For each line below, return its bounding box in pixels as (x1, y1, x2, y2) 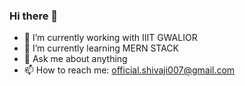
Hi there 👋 (9, 9, 59, 23)
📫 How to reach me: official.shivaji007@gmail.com (23, 64, 236, 76)
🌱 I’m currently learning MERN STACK (23, 42, 179, 54)
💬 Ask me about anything (23, 53, 128, 65)
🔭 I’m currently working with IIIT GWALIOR (23, 32, 198, 44)
